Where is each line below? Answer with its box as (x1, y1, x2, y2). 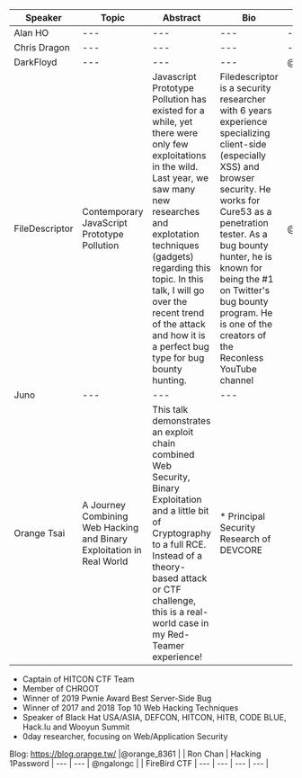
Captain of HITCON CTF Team (22, 674, 135, 684)
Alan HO (13, 27, 49, 39)
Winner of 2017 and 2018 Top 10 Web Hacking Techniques (22, 702, 239, 713)
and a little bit (152, 505, 209, 516)
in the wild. (152, 161, 199, 173)
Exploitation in (82, 544, 142, 556)
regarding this (152, 262, 211, 273)
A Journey (82, 499, 126, 511)
